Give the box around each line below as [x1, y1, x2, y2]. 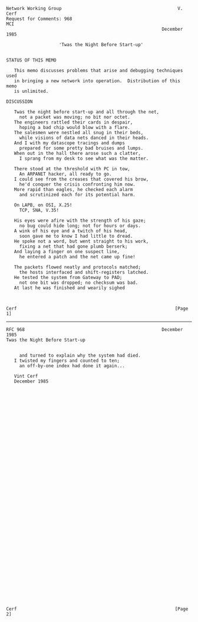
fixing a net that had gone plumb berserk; [19, 244, 128, 250]
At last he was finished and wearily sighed [14, 285, 126, 291]
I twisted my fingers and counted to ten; [14, 358, 120, 364]
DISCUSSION [6, 99, 33, 105]
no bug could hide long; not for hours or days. [19, 223, 141, 229]
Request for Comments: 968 [6, 16, 72, 22]
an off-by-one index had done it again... [19, 363, 126, 369]
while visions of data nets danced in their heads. [19, 135, 149, 141]
